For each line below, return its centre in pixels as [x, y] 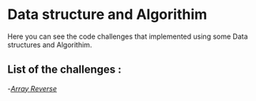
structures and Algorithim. [50, 44]
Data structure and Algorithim [107, 15]
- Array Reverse [32, 88]
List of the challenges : [64, 70]
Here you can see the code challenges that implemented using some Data [128, 36]
